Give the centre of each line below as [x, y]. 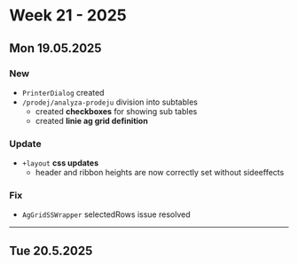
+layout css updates [60, 163]
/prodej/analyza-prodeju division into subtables [110, 102]
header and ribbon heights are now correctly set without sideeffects [160, 173]
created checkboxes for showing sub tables [116, 111]
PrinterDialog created [63, 92]
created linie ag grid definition [91, 120]
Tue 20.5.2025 [51, 250]
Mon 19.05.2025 [55, 48]
